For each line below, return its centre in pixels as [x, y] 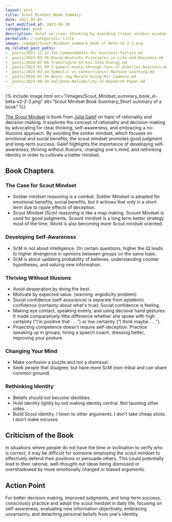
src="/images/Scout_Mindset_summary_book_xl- [106, 96]
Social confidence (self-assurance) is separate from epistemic [78, 300]
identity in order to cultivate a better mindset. [53, 155]
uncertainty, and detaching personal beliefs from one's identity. [72, 514]
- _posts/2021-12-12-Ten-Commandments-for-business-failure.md [74, 53]
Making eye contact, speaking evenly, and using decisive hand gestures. [89, 311]
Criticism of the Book [40, 436]
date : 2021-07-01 [24, 19]
